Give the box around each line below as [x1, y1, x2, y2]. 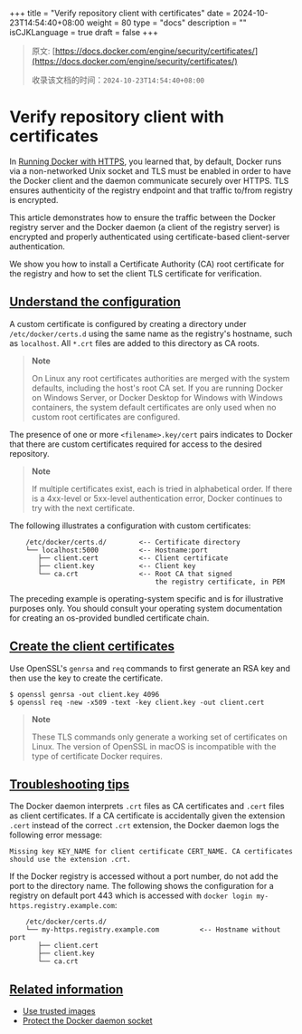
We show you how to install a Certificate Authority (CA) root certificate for [9, 258, 285, 269]
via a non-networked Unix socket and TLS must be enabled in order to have [9, 165, 292, 176]
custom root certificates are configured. [31, 411, 181, 422]
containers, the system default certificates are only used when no [31, 401, 277, 412]
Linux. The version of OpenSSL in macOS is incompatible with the [31, 740, 277, 751]
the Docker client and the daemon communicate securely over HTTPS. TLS [9, 175, 289, 186]
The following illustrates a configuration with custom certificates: [9, 520, 251, 531]
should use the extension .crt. [9, 855, 131, 865]
